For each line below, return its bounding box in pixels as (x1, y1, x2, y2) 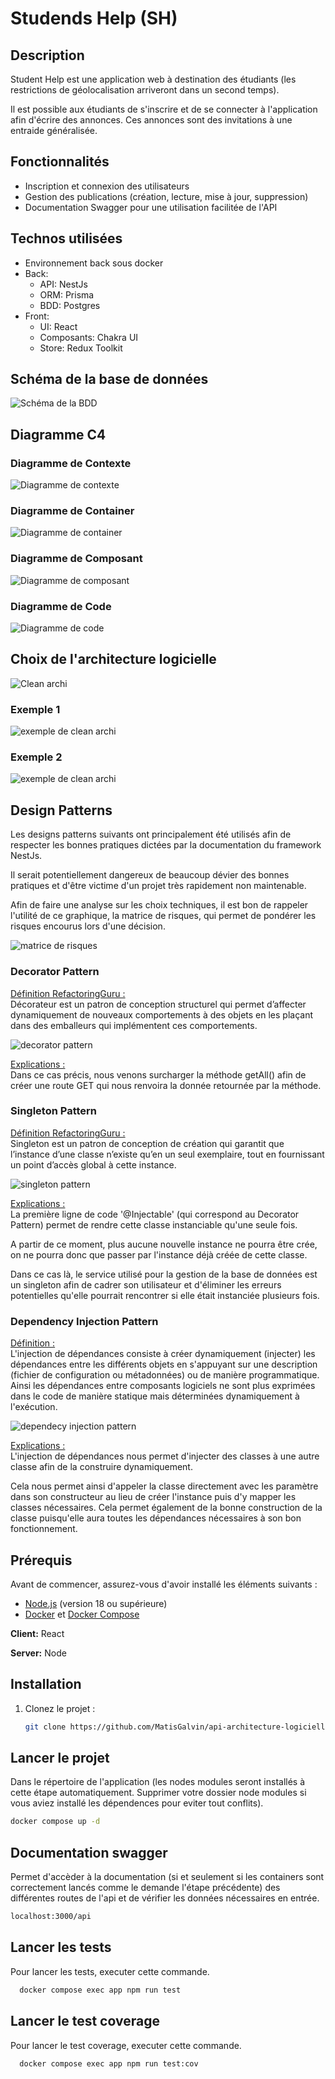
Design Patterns (10, 802, 113, 819)
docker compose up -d (10, 1817, 101, 1827)
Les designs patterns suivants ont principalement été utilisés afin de (10, 828, 292, 841)
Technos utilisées (10, 230, 123, 247)
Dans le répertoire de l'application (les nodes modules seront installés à (10, 1776, 306, 1788)
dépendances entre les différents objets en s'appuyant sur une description (10, 1358, 318, 1371)
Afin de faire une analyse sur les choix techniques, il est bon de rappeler (10, 899, 309, 911)
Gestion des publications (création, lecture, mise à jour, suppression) (24, 190, 309, 202)
